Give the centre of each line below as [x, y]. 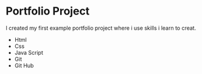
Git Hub [24, 66]
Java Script [29, 52]
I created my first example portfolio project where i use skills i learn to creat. [101, 28]
